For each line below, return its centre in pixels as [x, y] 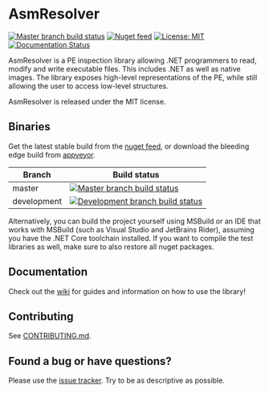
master [25, 188]
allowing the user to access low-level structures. [88, 86]
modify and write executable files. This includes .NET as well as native [124, 68]
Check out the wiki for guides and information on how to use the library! [127, 291]
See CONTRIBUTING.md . [50, 336]
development [37, 201]
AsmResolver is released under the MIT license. [87, 101]
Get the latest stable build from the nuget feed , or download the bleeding [129, 146]
